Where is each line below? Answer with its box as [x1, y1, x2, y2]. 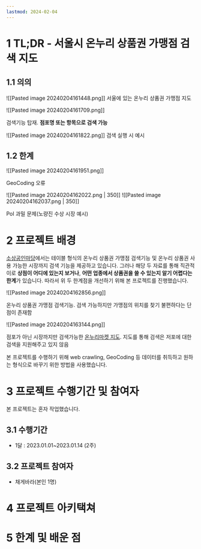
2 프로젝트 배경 [6, 234, 76, 247]
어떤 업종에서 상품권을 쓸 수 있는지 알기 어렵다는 [82, 270, 193, 277]
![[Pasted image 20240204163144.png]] [6, 321, 106, 328]
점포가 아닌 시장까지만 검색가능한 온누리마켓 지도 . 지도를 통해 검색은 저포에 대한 [6, 333, 192, 341]
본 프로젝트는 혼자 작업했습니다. [6, 405, 80, 413]
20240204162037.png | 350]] [6, 198, 80, 205]
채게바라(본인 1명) [14, 478, 57, 485]
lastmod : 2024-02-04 [6, 8, 58, 15]
